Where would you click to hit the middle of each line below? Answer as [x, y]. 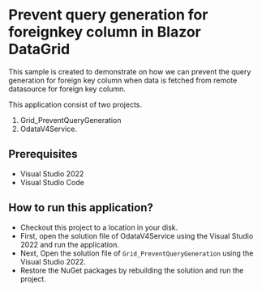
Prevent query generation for [108, 15]
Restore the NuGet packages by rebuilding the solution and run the [132, 270]
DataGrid [39, 49]
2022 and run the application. [69, 244]
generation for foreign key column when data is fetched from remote [123, 80]
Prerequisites [43, 154]
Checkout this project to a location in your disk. [99, 227]
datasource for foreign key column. [67, 89]
